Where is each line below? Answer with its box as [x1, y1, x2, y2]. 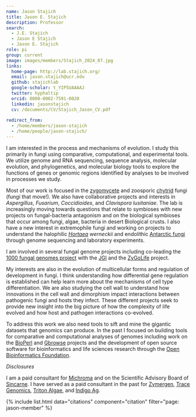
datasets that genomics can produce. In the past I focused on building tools [6, 326, 188, 334]
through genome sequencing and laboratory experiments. [6, 237, 145, 244]
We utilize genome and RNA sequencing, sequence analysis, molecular [6, 156, 177, 164]
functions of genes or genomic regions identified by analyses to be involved [6, 169, 189, 176]
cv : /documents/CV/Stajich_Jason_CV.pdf [11, 107, 111, 112]
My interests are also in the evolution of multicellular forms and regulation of [6, 265, 190, 272]
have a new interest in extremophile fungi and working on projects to [6, 224, 171, 231]
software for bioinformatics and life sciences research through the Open [6, 345, 180, 352]
